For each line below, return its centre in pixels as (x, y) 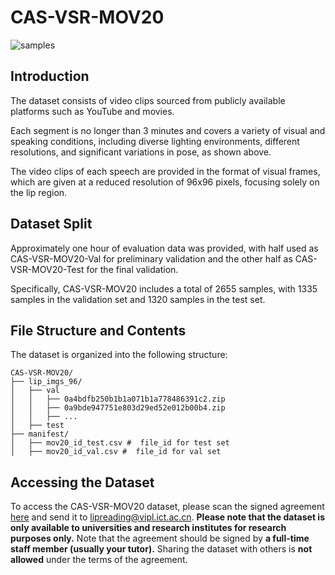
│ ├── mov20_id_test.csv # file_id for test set (120, 443)
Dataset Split (51, 224)
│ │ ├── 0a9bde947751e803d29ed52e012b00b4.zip (118, 408)
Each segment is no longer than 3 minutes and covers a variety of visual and (168, 130)
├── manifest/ (40, 434)
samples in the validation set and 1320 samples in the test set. (138, 299)
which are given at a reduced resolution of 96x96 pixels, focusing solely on (165, 182)
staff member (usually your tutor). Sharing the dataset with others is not (161, 549)
